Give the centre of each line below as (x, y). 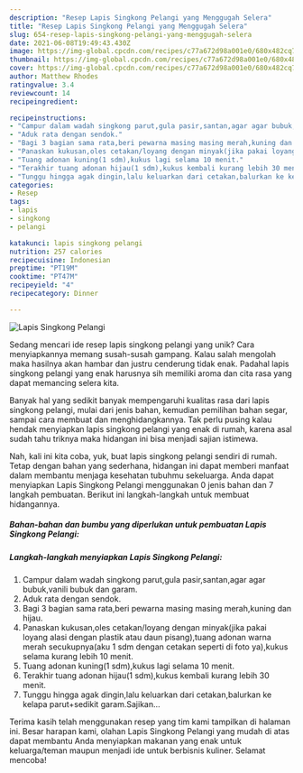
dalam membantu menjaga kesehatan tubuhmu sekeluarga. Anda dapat (142, 475)
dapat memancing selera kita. (64, 382)
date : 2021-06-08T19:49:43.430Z (70, 43)
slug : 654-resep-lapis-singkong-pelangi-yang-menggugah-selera (131, 34)
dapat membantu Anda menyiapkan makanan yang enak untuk (125, 741)
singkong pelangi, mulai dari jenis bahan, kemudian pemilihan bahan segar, (149, 410)
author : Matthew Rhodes (54, 77)
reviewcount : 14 (40, 93)
